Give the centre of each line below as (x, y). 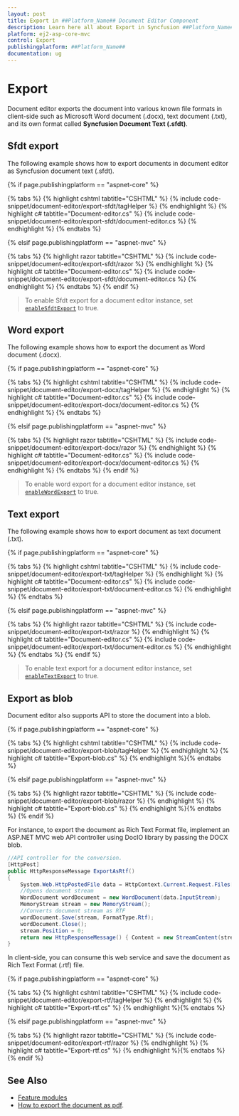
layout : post (27, 14)
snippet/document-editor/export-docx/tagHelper (79, 390)
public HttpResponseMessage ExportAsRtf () (71, 871)
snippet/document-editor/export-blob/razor (71, 801)
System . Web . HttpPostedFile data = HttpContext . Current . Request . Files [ (127, 884)
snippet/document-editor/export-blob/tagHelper (78, 751)
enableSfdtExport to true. (62, 307)
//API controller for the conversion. (65, 858)
